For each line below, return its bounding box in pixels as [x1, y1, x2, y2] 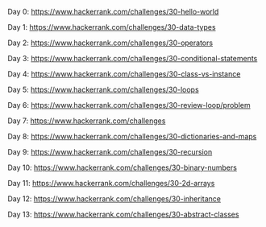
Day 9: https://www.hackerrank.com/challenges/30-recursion [7, 147, 213, 156]
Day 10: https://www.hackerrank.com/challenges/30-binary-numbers [7, 163, 237, 172]
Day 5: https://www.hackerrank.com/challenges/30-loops [7, 85, 199, 94]
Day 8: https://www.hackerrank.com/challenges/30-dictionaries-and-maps [7, 132, 257, 141]
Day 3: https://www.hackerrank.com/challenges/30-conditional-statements [7, 54, 258, 63]
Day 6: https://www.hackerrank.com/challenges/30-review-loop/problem [7, 101, 251, 109]
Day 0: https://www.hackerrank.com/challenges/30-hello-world [7, 7, 219, 16]
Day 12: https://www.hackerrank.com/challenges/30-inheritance [7, 194, 221, 204]
